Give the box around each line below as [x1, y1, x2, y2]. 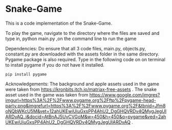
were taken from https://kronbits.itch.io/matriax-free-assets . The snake [5, 86, 157, 92]
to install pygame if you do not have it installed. [5, 62, 105, 68]
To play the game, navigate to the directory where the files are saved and [5, 30, 160, 36]
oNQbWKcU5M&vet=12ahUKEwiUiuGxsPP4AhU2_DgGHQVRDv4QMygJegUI [5, 108, 167, 114]
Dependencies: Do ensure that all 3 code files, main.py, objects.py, [5, 45, 146, 51]
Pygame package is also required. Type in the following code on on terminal [5, 56, 165, 62]
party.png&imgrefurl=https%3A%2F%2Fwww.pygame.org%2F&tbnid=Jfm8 [5, 102, 166, 108]
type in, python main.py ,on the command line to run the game [5, 35, 137, 42]
